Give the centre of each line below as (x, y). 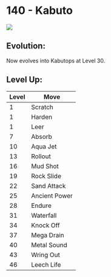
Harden (42, 117)
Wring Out (46, 255)
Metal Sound (49, 245)
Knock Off (45, 225)
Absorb (42, 136)
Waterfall (44, 215)
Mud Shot (45, 166)
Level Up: (25, 80)
